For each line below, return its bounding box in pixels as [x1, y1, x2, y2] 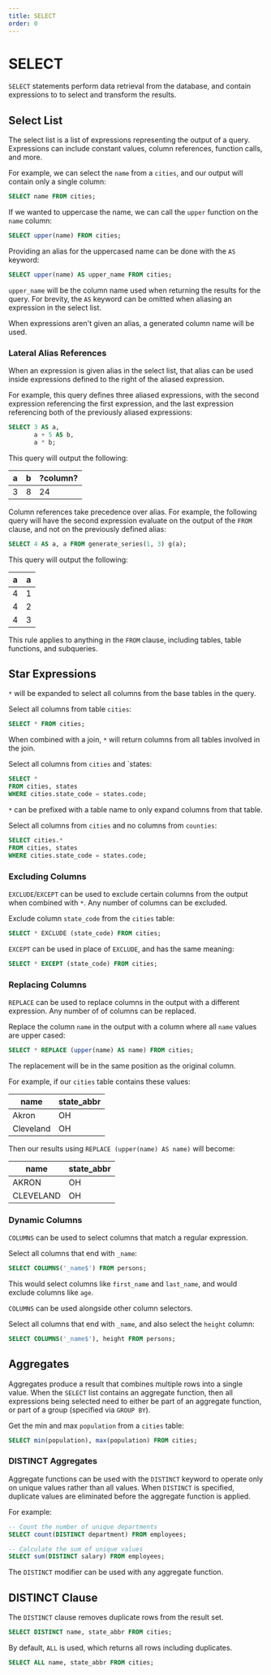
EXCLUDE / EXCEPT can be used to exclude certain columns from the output [8, 889, 248, 898]
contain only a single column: [8, 176, 107, 187]
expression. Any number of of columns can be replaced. [8, 1006, 196, 1016]
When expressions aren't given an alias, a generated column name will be [8, 318, 255, 328]
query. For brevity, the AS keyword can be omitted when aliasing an [8, 294, 233, 303]
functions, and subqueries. [8, 643, 99, 653]
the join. [8, 743, 36, 753]
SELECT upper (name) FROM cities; [8, 232, 122, 240]
